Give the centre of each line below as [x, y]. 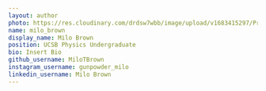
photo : [19, 23]
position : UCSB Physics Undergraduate [72, 45]
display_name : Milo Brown [51, 38]
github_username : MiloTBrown [56, 60]
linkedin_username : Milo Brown [60, 74]
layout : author [33, 15]
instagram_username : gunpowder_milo [68, 67]
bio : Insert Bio [35, 52]
